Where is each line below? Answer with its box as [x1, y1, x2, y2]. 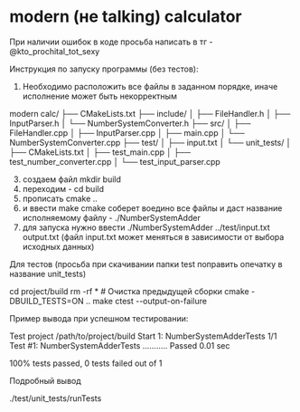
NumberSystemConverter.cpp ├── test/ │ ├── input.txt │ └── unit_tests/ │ [9, 137, 292, 148]
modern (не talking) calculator [9, 6, 242, 27]
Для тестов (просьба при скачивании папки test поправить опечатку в [9, 258, 283, 269]
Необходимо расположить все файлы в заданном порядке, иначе [22, 81, 278, 91]
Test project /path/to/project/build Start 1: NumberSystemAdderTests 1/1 [9, 331, 277, 341]
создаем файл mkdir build [22, 174, 122, 185]
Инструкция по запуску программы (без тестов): [9, 63, 199, 74]
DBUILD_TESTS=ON [9, 295, 84, 306]
